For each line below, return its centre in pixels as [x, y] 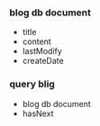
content [36, 41]
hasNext [38, 113]
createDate [43, 61]
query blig [32, 85]
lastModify [42, 51]
